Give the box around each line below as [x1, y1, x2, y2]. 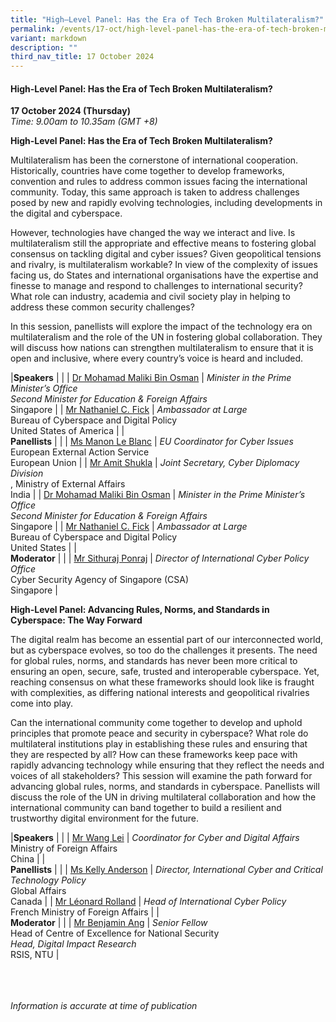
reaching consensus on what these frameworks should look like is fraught [10, 676, 315, 688]
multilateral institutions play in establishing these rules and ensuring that [10, 738, 308, 750]
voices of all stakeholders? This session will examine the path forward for [10, 770, 313, 782]
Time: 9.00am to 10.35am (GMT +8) [10, 116, 158, 128]
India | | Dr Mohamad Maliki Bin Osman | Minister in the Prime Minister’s [10, 489, 306, 501]
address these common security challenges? [10, 301, 195, 313]
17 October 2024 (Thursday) [10, 105, 131, 117]
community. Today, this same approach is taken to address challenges [10, 186, 300, 198]
